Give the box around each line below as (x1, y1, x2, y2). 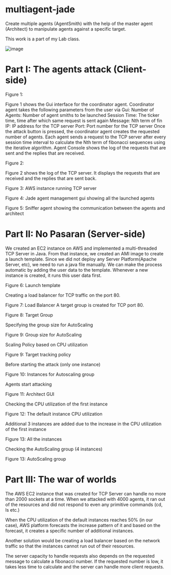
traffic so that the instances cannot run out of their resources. (5, 543, 135, 549)
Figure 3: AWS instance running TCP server (5, 185, 97, 191)
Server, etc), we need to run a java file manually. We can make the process (5, 261, 162, 268)
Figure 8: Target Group (5, 312, 54, 318)
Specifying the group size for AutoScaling (5, 322, 93, 328)
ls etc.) (5, 507, 20, 513)
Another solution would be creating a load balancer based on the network (5, 537, 160, 543)
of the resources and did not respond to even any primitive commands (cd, (5, 501, 163, 508)
